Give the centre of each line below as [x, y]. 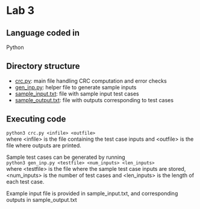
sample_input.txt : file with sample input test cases [77, 94]
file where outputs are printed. [44, 145]
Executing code [36, 119]
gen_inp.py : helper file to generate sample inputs [76, 87]
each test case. [25, 181]
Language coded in [43, 33]
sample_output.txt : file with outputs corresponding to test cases [94, 100]
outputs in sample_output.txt [42, 199]
